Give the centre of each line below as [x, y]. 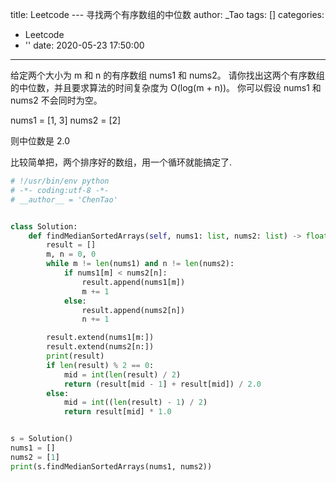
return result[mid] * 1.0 [117, 412]
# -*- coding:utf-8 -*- [60, 190]
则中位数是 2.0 [40, 141]
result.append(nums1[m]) [133, 282]
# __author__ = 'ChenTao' [64, 199]
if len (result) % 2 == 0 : [100, 365]
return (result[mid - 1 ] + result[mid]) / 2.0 [162, 384]
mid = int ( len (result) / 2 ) [122, 374]
